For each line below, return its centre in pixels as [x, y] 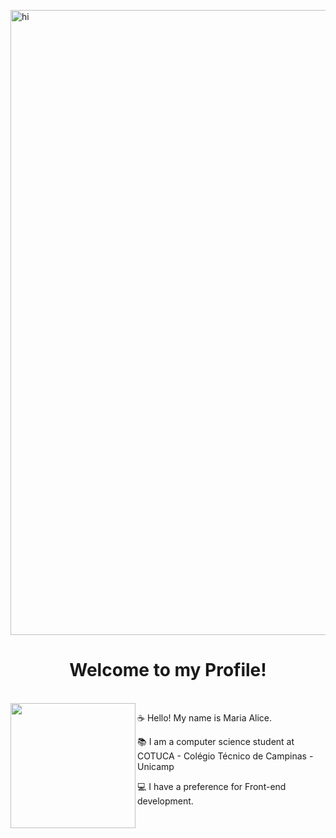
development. [165, 801]
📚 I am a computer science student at [216, 741]
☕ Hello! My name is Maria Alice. [205, 717]
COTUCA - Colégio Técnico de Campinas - [225, 756]
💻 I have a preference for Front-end [212, 786]
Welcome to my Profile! [168, 670]
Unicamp [156, 766]
